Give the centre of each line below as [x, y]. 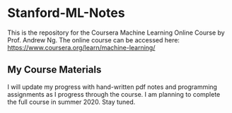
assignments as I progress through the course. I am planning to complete [114, 94]
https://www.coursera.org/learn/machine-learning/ [81, 47]
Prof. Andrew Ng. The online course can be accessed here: [94, 40]
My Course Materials [54, 70]
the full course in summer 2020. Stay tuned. [71, 102]
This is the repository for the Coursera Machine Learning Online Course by [116, 32]
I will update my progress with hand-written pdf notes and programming [112, 87]
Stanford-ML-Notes [66, 13]
